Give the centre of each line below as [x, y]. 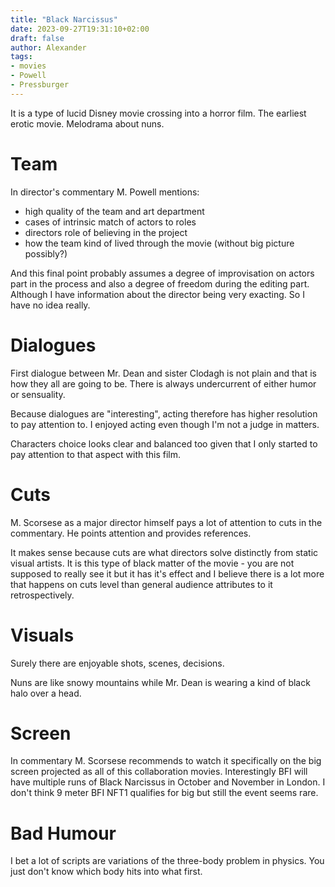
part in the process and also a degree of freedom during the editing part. [160, 283]
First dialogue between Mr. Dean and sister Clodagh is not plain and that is [164, 373]
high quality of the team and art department [114, 211]
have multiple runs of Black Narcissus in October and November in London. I [168, 782]
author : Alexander [48, 47]
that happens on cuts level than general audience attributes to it [141, 584]
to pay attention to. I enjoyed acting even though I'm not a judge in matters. [165, 424]
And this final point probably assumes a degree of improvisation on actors [162, 273]
